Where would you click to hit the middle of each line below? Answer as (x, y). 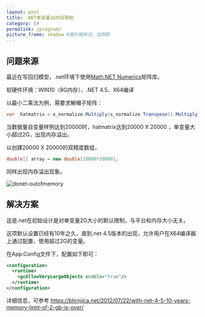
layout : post (23, 12)
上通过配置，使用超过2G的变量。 (47, 241)
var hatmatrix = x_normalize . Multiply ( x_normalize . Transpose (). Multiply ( (103, 114)
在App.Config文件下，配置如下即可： (53, 253)
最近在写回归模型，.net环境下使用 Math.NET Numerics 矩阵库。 (85, 76)
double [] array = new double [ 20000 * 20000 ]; (63, 159)
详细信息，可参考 (28, 301)
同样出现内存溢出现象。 (36, 171)
